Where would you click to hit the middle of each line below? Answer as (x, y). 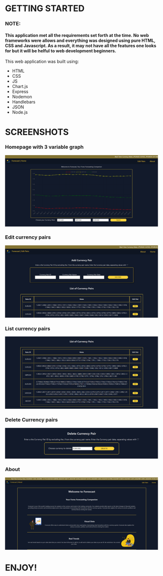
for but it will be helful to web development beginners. (61, 51)
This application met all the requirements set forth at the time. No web (77, 35)
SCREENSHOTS (37, 132)
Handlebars (24, 102)
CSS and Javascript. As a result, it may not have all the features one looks (81, 45)
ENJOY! (21, 568)
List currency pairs (28, 329)
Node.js (20, 112)
